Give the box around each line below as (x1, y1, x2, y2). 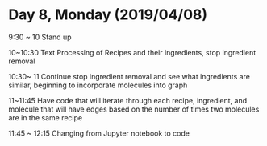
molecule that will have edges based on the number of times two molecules (8, 104, 260, 114)
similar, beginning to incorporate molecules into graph (8, 80, 188, 90)
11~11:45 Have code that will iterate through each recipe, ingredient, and (8, 95, 248, 105)
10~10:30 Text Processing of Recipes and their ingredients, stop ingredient (8, 47, 257, 57)
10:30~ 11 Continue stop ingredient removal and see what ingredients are (8, 71, 250, 81)
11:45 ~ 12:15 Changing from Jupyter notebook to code (8, 128, 190, 138)
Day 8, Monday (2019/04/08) (8, 6, 208, 24)
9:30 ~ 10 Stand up (8, 32, 72, 42)
